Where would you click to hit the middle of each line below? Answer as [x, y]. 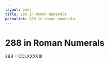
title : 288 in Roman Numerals [36, 14]
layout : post [18, 10]
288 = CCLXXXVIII [24, 56]
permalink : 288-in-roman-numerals [40, 19]
